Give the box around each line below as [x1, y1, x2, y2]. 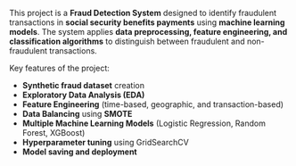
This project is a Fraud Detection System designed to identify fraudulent [9, 8, 277, 18]
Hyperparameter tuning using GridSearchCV [21, 137, 189, 147]
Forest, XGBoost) [21, 128, 86, 137]
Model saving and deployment [21, 146, 137, 157]
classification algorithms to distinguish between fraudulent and [9, 36, 245, 46]
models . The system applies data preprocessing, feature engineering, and [9, 27, 288, 37]
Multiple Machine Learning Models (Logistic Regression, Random [21, 118, 266, 129]
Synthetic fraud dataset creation [21, 80, 145, 90]
